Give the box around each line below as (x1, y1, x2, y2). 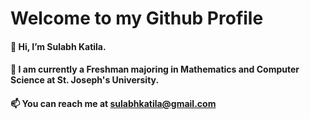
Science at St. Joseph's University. (10, 74, 160, 86)
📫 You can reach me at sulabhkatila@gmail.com (10, 97, 217, 109)
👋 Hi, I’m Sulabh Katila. (10, 40, 107, 52)
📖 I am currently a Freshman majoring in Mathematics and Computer (10, 63, 300, 76)
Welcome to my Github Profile (10, 7, 264, 30)
